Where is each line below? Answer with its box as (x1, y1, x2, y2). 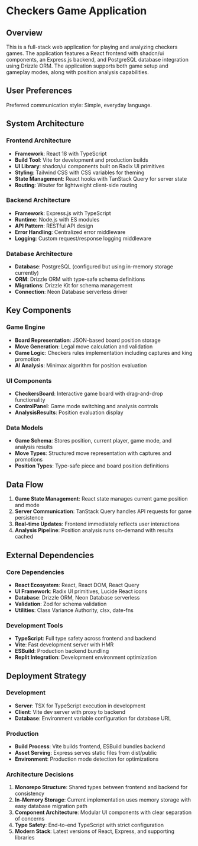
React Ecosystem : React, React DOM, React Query (14, 581, 140, 588)
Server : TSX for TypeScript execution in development (14, 702, 146, 709)
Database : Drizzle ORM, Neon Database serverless (14, 594, 140, 601)
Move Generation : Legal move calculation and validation (14, 342, 153, 350)
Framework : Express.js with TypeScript (14, 209, 111, 217)
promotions (14, 456, 43, 463)
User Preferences (6, 86, 72, 96)
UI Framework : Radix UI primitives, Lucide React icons (14, 588, 148, 595)
